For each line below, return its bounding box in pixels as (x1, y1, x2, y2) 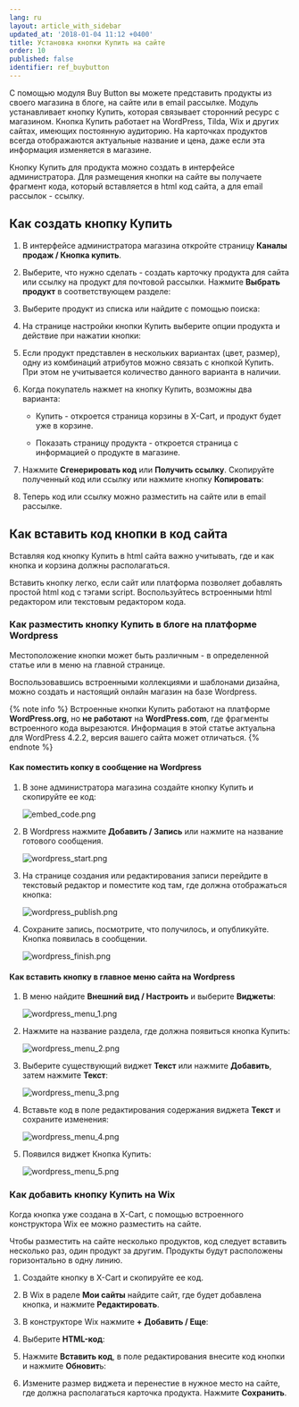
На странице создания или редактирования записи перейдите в (21, 870, 269, 881)
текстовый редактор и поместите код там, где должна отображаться (21, 880, 287, 890)
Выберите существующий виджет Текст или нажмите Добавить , (21, 1061, 272, 1072)
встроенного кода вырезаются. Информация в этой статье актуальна (9, 722, 276, 733)
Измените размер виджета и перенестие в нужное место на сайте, (21, 1377, 281, 1388)
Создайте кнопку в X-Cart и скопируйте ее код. (21, 1272, 203, 1283)
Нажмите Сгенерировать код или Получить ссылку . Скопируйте (21, 464, 275, 475)
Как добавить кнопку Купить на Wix (9, 1189, 176, 1201)
